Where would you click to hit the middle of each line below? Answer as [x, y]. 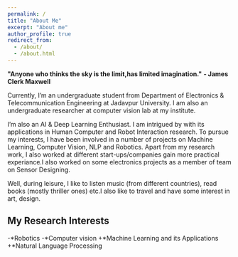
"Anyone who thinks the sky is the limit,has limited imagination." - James [118, 74]
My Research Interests [59, 221]
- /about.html [34, 54]
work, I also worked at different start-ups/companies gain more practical [114, 154]
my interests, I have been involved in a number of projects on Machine [110, 139]
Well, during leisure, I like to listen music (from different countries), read [112, 183]
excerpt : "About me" [38, 27]
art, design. [24, 198]
